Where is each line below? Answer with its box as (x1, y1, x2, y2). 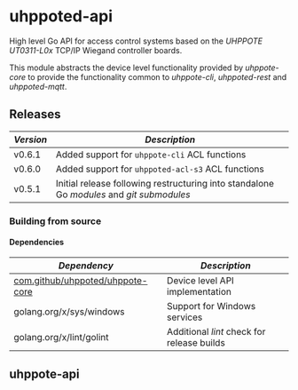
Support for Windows (167, 299, 256, 312)
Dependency (58, 259, 114, 272)
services (167, 311, 203, 323)
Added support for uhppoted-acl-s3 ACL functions (56, 163, 264, 175)
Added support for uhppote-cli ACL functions (56, 148, 247, 161)
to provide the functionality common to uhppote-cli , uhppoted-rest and (27, 71, 287, 82)
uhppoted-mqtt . (9, 81, 67, 92)
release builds (167, 336, 226, 348)
